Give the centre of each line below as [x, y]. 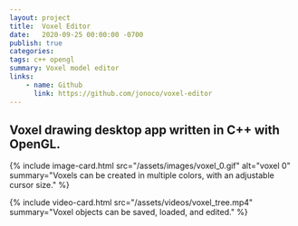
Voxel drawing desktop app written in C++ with [145, 130]
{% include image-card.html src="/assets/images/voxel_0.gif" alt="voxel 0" [150, 166]
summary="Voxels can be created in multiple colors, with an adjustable [142, 175]
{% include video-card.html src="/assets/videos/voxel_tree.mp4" [131, 202]
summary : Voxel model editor [64, 69]
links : [22, 77]
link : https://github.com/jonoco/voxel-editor [123, 93]
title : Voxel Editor [50, 26]
